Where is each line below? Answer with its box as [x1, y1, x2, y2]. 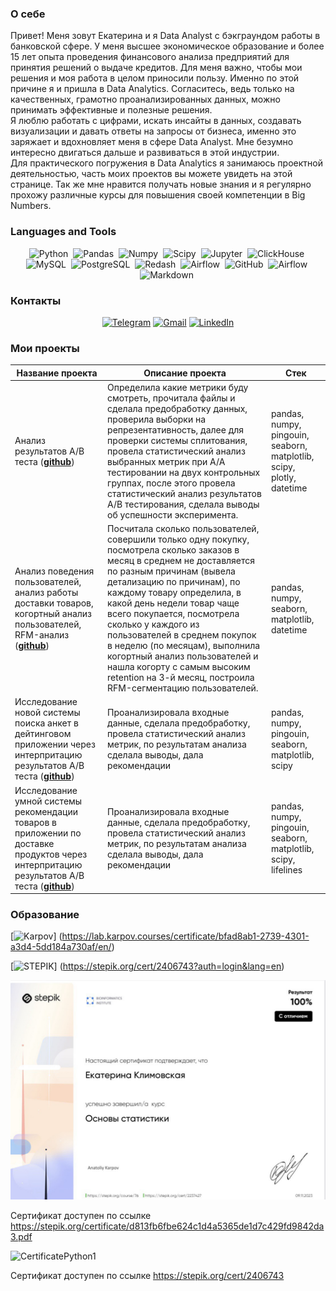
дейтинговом [14, 728, 72, 740]
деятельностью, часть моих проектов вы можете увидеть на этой [10, 168, 293, 180]
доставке [14, 837, 55, 849]
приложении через [14, 738, 96, 751]
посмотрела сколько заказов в [107, 544, 240, 556]
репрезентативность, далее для [107, 423, 245, 436]
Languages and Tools [10, 225, 117, 239]
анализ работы [14, 587, 79, 599]
